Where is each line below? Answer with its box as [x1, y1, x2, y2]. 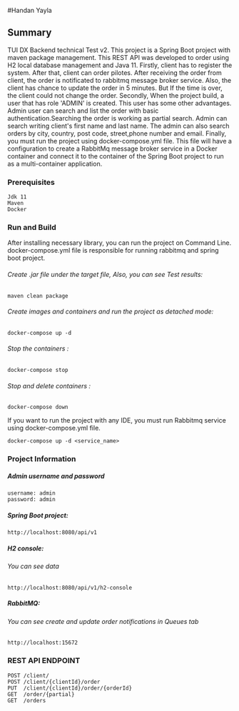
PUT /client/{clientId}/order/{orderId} [7, 685, 133, 692]
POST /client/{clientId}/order [7, 678, 101, 685]
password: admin [7, 496, 56, 503]
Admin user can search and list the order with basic [7, 106, 159, 115]
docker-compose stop [7, 367, 69, 374]
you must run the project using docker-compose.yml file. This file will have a [7, 136, 232, 145]
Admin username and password [7, 471, 105, 480]
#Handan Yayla [7, 6, 52, 14]
